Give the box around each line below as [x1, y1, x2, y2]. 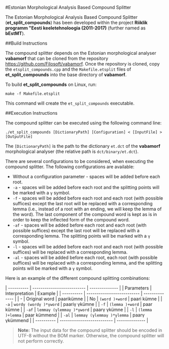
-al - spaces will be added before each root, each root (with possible [12, 255, 158, 261]
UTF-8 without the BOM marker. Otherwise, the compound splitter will [17, 333, 164, 338]
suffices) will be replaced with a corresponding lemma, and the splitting [12, 260, 162, 266]
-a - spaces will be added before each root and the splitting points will [12, 184, 160, 190]
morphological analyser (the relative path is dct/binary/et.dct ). [5, 148, 139, 154]
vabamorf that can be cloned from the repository [5, 55, 109, 61]
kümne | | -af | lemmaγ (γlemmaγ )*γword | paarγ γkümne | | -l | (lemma [5, 307, 152, 312]
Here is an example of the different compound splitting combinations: [5, 275, 150, 281]
